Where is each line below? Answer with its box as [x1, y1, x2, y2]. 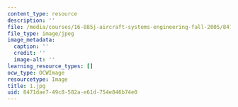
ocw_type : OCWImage [7, 69, 65, 76]
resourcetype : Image [7, 75, 69, 83]
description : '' [7, 17, 55, 24]
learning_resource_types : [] [7, 63, 93, 70]
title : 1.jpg [7, 82, 46, 89]
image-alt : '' [13, 56, 55, 63]
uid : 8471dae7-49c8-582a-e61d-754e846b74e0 [7, 89, 138, 96]
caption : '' [13, 43, 50, 50]
